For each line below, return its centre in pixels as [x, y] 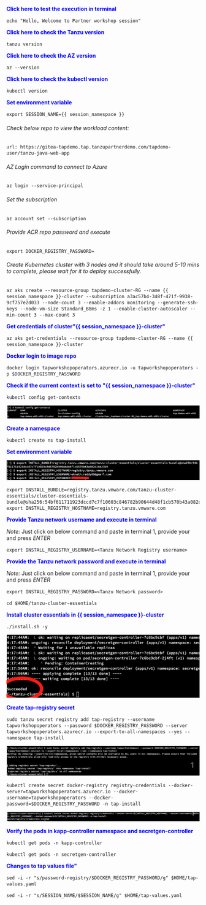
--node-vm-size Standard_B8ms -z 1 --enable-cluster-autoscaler [104, 309]
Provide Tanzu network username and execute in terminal [82, 520]
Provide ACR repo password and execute [58, 232]
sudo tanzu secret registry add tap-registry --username [81, 719]
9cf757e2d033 [23, 303]
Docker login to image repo [41, 356]
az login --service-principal [45, 186]
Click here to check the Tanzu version [55, 32]
